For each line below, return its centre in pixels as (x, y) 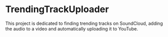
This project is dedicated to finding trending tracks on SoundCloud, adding (84, 23)
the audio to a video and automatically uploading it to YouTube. (72, 28)
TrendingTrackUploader (57, 9)
